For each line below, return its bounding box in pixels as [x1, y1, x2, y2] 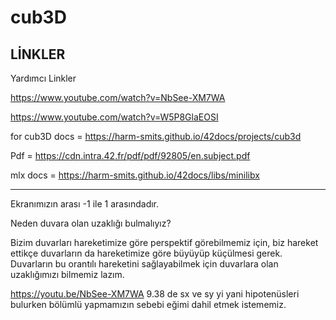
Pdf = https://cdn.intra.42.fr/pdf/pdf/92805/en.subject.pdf [10, 150, 251, 161]
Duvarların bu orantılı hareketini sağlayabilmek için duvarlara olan [10, 258, 279, 270]
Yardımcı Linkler [10, 72, 77, 84]
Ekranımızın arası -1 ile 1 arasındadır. [10, 198, 160, 210]
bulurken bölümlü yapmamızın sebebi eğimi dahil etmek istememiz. [10, 299, 287, 310]
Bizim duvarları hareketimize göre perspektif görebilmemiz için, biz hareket [10, 237, 319, 248]
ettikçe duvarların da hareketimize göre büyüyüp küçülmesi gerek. [10, 247, 283, 259]
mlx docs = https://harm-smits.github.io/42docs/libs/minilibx [10, 169, 260, 181]
